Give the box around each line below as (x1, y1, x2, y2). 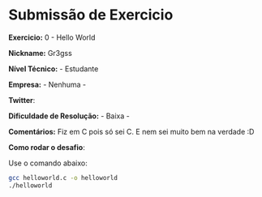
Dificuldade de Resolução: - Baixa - (8, 111, 130, 121)
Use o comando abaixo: (8, 158, 88, 168)
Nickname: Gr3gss (8, 48, 73, 58)
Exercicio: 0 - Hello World (8, 32, 96, 42)
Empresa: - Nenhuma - (8, 79, 87, 89)
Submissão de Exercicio (8, 6, 174, 24)
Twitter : (8, 95, 36, 105)
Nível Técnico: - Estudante (8, 63, 99, 74)
